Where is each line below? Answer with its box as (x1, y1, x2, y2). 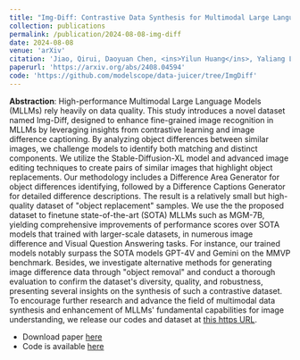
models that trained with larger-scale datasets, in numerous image (9, 229, 254, 239)
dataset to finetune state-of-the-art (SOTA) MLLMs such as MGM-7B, (9, 209, 265, 220)
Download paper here (21, 331, 103, 342)
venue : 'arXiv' (9, 46, 66, 55)
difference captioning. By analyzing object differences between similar (9, 133, 270, 144)
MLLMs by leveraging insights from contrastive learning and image (9, 124, 255, 135)
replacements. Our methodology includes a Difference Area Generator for (9, 172, 279, 182)
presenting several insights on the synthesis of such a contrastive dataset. (9, 285, 283, 296)
